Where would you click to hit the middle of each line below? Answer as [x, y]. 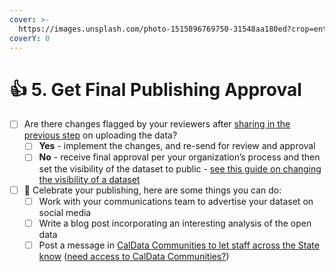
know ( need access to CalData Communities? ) [134, 256]
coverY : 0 [30, 38]
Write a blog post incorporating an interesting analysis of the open [175, 223]
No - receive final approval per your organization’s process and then [179, 157]
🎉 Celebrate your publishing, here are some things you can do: [152, 190]
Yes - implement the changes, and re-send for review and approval [177, 146]
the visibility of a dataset [89, 179]
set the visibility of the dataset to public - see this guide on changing [180, 168]
